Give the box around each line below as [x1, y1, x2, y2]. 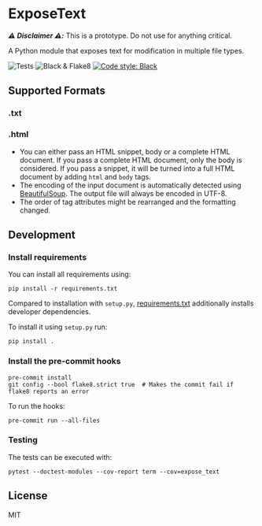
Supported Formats [8, 84, 106, 98]
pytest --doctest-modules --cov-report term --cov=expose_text [8, 468, 220, 476]
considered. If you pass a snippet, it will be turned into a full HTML [19, 163, 235, 173]
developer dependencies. [8, 307, 91, 317]
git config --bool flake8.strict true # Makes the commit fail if [8, 380, 234, 388]
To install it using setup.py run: [8, 322, 108, 332]
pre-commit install [8, 373, 72, 382]
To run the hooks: [8, 401, 65, 410]
